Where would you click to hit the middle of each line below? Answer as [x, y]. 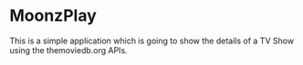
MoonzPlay [53, 16]
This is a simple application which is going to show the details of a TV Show [152, 41]
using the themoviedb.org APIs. [68, 50]
